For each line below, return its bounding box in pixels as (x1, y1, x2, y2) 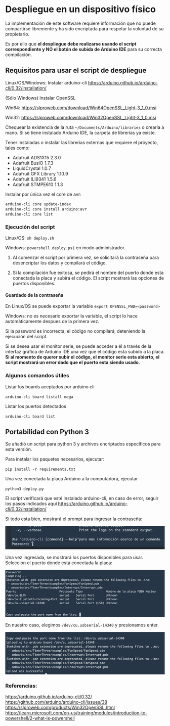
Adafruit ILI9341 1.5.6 (12, 176, 57, 182)
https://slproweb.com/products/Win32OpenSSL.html (5, 704, 115, 711)
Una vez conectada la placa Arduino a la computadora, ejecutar (5, 476, 138, 482)
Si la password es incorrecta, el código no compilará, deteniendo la (5, 328, 146, 334)
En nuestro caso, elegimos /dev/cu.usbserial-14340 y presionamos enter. (5, 622, 159, 628)
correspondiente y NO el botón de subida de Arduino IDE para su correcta (5, 46, 162, 52)
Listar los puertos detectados (5, 403, 67, 409)
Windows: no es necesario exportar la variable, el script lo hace (5, 313, 138, 319)
